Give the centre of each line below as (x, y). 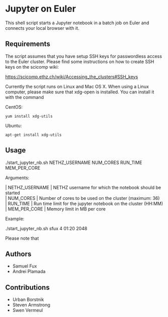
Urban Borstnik (28, 300)
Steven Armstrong (31, 305)
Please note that (22, 238)
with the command (25, 97)
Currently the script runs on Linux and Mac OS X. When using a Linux (77, 86)
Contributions (27, 287)
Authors (18, 254)
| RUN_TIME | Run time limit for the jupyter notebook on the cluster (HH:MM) (84, 203)
